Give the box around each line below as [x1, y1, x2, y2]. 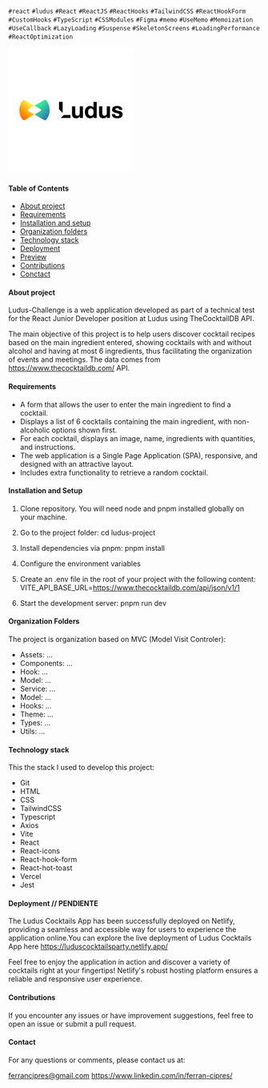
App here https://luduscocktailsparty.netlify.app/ [8, 941, 169, 951]
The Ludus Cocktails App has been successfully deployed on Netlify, [8, 916, 235, 926]
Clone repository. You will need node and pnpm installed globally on [19, 504, 245, 513]
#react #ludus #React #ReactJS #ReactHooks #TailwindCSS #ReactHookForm [8, 7, 246, 15]
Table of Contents [8, 183, 70, 193]
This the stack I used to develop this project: [8, 763, 154, 773]
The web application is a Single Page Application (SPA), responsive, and [19, 451, 258, 460]
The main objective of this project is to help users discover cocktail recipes [8, 329, 256, 339]
